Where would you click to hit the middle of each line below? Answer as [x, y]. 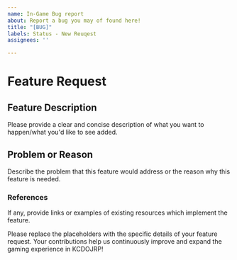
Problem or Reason [50, 154]
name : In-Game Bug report [45, 14]
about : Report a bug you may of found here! [74, 21]
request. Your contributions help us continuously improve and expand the [115, 242]
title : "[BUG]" [30, 27]
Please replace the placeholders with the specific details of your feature [112, 234]
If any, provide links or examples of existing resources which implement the [118, 213]
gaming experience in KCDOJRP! [55, 249]
